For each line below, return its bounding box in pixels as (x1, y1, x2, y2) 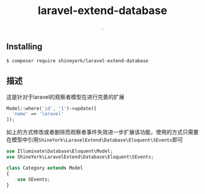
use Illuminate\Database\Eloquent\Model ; (6, 148, 113, 154)
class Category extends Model (6, 165, 84, 171)
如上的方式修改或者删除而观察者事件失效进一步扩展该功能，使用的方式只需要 (6, 129, 199, 136)
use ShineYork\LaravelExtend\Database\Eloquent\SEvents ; (6, 154, 154, 160)
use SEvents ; (17, 176, 51, 182)
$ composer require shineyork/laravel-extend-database (6, 57, 149, 64)
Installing (6, 41, 43, 52)
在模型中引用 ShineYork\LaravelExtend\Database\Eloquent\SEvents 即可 (6, 136, 183, 143)
